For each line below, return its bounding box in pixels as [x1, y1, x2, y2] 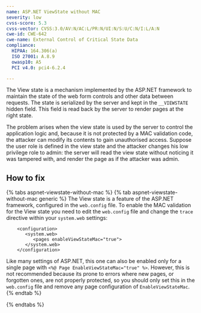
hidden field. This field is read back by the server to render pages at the [6, 106, 184, 113]
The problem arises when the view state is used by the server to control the [6, 124, 193, 131]
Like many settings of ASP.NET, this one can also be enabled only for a [6, 258, 182, 265]
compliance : [6, 43, 36, 49]
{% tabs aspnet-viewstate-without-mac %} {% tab [6, 189, 131, 196]
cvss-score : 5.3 [6, 20, 47, 26]
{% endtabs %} [6, 301, 44, 308]
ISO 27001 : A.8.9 [11, 53, 55, 59]
